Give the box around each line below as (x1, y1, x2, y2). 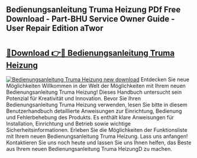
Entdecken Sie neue (140, 76, 189, 83)
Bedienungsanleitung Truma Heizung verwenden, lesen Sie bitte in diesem (6, 101, 188, 108)
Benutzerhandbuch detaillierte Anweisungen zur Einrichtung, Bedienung (6, 108, 182, 115)
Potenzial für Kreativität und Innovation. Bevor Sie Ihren (6, 95, 141, 102)
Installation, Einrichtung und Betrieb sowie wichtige (6, 120, 131, 127)
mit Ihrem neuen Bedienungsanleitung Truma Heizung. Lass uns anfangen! (6, 133, 188, 140)
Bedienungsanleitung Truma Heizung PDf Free (6, 5, 181, 15)
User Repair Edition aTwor (6, 23, 104, 33)
